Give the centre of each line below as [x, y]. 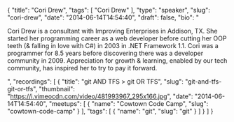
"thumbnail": [57, 89]
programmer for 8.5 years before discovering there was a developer [105, 53]
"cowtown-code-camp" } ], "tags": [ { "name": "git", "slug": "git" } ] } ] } [110, 111]
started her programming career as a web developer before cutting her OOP [117, 38]
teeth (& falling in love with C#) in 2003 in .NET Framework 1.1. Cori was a [113, 46]
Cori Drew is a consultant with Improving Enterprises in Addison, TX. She [112, 31]
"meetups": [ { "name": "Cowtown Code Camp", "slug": [129, 104]
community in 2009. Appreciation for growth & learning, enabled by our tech [117, 61]
